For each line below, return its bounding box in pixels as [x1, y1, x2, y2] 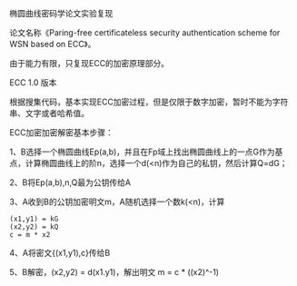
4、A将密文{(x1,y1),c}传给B [9, 248, 111, 258]
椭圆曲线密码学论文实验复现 [9, 8, 114, 18]
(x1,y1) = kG [9, 214, 59, 223]
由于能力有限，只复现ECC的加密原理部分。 [9, 58, 170, 68]
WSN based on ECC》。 [9, 39, 96, 49]
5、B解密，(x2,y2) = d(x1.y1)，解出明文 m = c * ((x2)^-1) [9, 267, 220, 277]
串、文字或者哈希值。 [9, 108, 89, 118]
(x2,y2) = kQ [9, 222, 59, 232]
